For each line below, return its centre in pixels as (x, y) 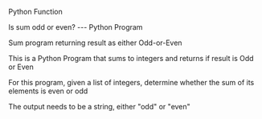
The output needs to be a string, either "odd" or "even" (99, 107)
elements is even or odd (48, 91)
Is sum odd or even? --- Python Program (76, 27)
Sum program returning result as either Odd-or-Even (95, 43)
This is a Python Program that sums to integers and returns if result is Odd (131, 58)
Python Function (35, 12)
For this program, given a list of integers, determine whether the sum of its (131, 82)
